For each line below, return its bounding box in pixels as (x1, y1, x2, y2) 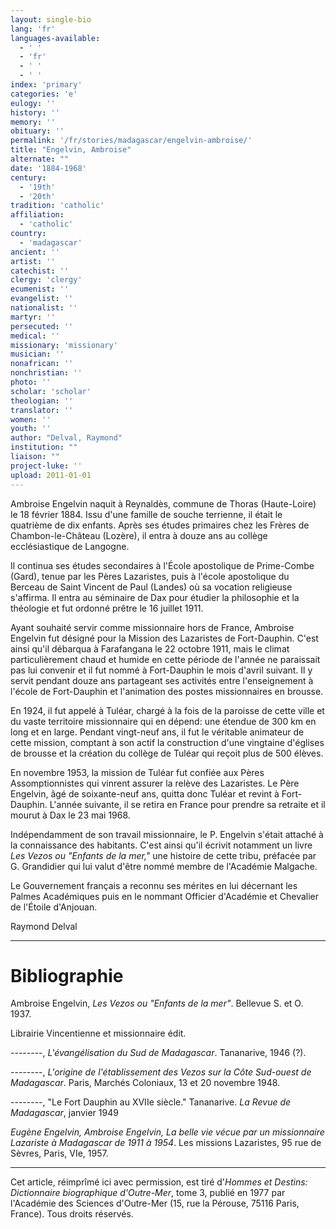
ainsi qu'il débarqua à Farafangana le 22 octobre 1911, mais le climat (10, 642, 290, 655)
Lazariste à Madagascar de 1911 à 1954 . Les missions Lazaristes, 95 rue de (10, 1137, 322, 1149)
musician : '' (10, 349, 65, 360)
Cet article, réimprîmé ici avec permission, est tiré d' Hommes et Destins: (10, 1176, 308, 1188)
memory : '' (10, 117, 56, 127)
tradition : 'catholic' (10, 201, 105, 211)
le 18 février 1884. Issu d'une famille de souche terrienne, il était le (10, 508, 283, 520)
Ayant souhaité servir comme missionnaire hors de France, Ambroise (10, 621, 295, 633)
